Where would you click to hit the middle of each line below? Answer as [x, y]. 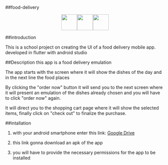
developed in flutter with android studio [46, 52]
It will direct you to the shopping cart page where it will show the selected [82, 108]
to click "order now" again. [33, 98]
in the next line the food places [37, 77]
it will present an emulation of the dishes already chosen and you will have [83, 93]
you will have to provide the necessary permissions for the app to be [84, 152]
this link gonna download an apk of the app [57, 143]
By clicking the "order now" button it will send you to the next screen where [84, 87]
